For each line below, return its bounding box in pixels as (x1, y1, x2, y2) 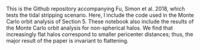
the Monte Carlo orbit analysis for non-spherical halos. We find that (6, 24, 173, 31)
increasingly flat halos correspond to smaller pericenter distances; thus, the (6, 31, 193, 38)
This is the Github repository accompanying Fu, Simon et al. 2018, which (6, 5, 185, 12)
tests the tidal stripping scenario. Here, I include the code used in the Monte (6, 11, 194, 19)
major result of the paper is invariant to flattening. (6, 37, 129, 44)
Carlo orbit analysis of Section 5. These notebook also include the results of (6, 18, 194, 25)
